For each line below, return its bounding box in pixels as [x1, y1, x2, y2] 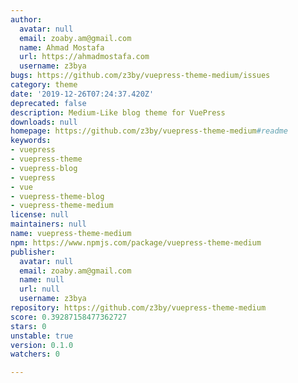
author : [10, 14, 43, 25]
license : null [10, 210, 70, 220]
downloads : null [10, 117, 78, 127]
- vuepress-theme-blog [10, 191, 105, 201]
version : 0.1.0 [10, 340, 74, 350]
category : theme [10, 80, 78, 90]
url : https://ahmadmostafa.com [19, 52, 150, 62]
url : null [19, 284, 60, 295]
